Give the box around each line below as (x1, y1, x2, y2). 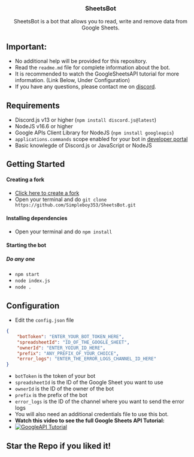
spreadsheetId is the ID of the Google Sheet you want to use (14, 379, 163, 386)
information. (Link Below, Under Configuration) (14, 77, 131, 84)
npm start (14, 272, 40, 278)
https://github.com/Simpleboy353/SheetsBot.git (14, 202, 136, 208)
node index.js (14, 278, 50, 284)
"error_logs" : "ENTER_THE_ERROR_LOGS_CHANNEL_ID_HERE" (17, 356, 157, 362)
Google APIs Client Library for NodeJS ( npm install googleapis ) (14, 129, 174, 136)
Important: (6, 41, 47, 52)
